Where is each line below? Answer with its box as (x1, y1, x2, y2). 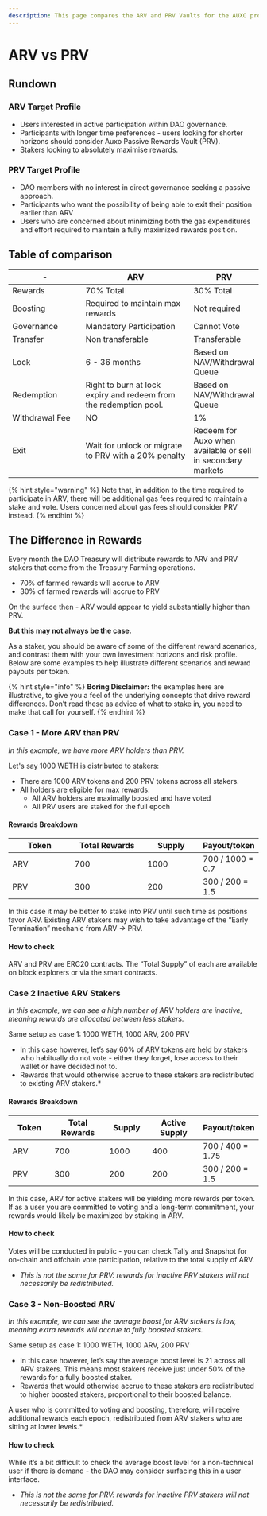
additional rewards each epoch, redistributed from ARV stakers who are (8, 1413, 243, 1423)
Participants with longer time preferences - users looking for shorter (19, 128, 244, 138)
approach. (19, 191, 54, 200)
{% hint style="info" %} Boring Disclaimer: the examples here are (8, 682, 225, 692)
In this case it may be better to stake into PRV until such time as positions (8, 906, 248, 916)
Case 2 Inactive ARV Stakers (8, 987, 121, 998)
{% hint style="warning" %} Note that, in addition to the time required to (8, 485, 245, 494)
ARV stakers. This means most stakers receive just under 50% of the (19, 1364, 246, 1374)
